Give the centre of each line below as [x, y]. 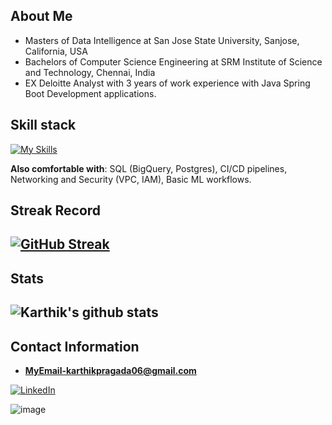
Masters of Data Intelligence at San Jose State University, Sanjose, [162, 40]
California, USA [56, 51]
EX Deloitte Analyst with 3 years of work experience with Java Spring [167, 83]
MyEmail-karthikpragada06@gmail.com [110, 370]
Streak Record [56, 210]
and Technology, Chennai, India [90, 72]
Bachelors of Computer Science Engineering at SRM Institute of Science [173, 61]
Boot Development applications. [90, 93]
